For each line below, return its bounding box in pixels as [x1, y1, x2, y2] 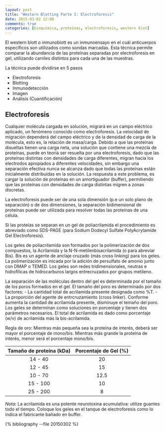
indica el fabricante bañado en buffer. [5, 411, 82, 417]
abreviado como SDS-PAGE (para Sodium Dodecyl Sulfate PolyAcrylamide [5, 227, 157, 233]
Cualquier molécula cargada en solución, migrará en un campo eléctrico [5, 123, 153, 129]
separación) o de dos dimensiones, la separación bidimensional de [5, 202, 142, 208]
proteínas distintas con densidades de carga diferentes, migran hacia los [5, 155, 154, 161]
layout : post [5, 7, 32, 12]
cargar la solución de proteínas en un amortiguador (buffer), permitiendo [5, 176, 154, 182]
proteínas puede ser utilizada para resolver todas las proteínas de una [5, 207, 148, 213]
